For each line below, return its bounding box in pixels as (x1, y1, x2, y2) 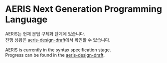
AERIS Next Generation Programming (5, 3, 163, 15)
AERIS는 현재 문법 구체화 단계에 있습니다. (5, 31, 86, 36)
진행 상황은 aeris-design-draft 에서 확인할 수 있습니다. (5, 37, 111, 43)
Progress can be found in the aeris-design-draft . (5, 52, 105, 58)
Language (5, 14, 48, 25)
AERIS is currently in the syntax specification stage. (5, 47, 111, 53)
